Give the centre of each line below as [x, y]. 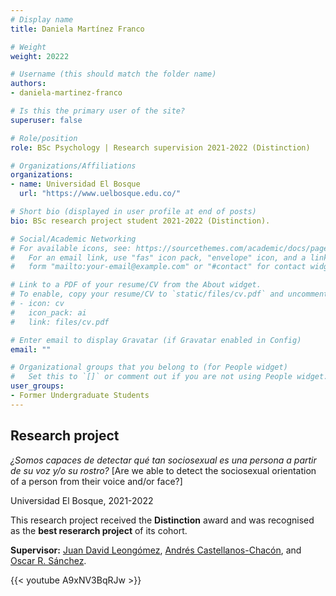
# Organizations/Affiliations [73, 166]
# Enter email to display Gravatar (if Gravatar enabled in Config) [156, 340]
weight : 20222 [40, 56]
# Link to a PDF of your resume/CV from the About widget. [136, 285]
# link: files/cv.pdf [60, 322]
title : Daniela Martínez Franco [77, 29]
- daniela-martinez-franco [66, 93]
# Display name [42, 19]
